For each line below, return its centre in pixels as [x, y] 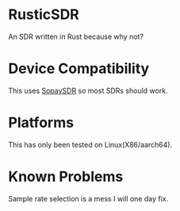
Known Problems [66, 177]
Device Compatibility [79, 69]
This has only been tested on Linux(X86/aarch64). [90, 144]
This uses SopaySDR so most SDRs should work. [88, 90]
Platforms [41, 123]
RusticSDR [44, 15]
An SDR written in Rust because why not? [76, 36]
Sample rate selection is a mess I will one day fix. [88, 198]
